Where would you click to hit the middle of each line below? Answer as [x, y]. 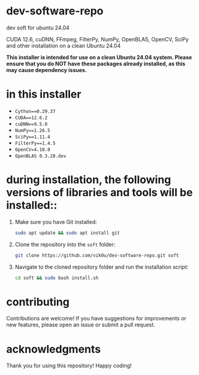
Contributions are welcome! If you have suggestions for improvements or [97, 319]
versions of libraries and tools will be [99, 193]
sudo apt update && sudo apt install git [67, 233]
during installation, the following [89, 180]
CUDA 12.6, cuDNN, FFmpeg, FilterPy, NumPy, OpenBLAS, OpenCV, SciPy [97, 39]
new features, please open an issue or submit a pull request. [81, 325]
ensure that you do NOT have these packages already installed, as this [96, 64]
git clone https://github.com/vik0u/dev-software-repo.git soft [97, 255]
